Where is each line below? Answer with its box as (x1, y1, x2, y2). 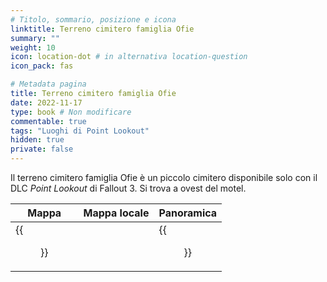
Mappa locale (83, 206, 150, 220)
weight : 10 (10, 42, 56, 53)
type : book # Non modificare (10, 107, 132, 117)
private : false (10, 144, 74, 155)
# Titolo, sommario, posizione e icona (10, 14, 177, 25)
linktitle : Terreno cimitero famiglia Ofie (10, 24, 195, 34)
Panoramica (158, 206, 218, 220)
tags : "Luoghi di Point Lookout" (10, 126, 150, 136)
